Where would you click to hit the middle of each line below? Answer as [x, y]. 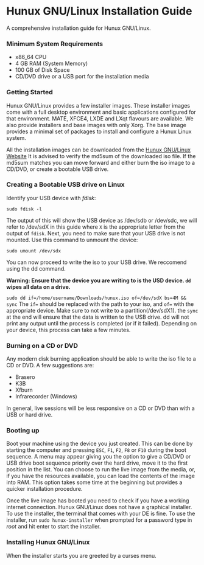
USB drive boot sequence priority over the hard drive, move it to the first [97, 463]
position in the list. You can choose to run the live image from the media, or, [101, 470]
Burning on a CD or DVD [42, 345]
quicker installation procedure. [45, 489]
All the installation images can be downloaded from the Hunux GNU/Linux [98, 150]
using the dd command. [36, 268]
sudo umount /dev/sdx [34, 251]
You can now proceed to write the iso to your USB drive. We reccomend [97, 262]
